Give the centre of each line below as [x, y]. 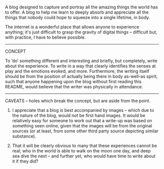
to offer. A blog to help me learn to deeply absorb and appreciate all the [77, 12]
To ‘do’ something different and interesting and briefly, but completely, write [81, 61]
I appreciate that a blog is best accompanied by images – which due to [83, 110]
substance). [24, 136]
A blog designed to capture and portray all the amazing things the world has [82, 7]
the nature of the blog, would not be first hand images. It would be [79, 115]
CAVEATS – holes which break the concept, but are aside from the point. [78, 101]
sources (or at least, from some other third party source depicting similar [85, 131]
